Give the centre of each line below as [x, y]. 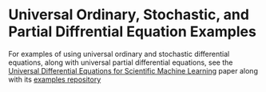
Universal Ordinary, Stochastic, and [129, 15]
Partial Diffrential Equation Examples [133, 32]
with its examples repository [55, 79]
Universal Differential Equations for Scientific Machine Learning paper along [133, 70]
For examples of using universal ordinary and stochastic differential [119, 54]
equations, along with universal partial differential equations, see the [121, 62]
